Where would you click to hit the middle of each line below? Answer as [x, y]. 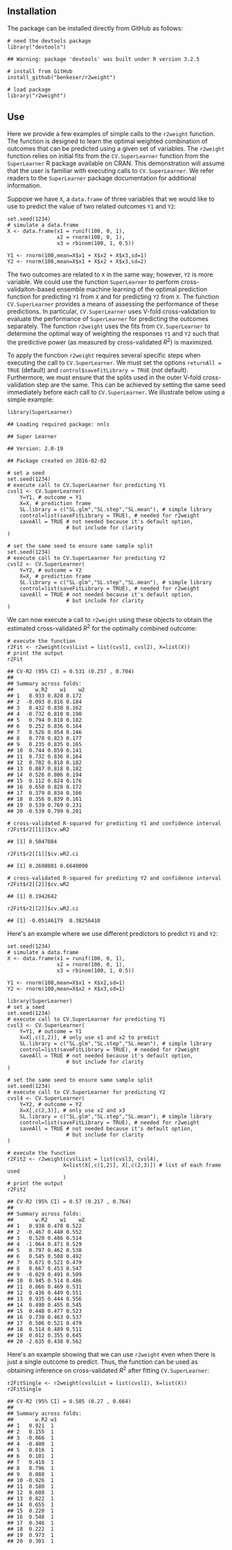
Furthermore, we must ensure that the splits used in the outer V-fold [104, 377]
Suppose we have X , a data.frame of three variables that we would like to [111, 199]
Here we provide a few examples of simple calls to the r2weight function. [111, 133]
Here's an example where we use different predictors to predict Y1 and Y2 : [113, 933]
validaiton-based [31, 289]
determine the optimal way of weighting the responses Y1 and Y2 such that [113, 333]
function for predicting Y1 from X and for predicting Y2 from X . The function [113, 296]
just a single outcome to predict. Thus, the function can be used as [103, 1362]
